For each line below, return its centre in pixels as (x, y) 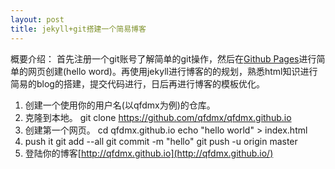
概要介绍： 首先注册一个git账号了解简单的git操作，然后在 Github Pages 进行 (163, 58)
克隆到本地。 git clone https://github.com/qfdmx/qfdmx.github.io (158, 117)
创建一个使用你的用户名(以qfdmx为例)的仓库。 (120, 105)
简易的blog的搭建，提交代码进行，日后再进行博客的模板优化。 (137, 83)
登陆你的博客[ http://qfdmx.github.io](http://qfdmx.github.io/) (149, 153)
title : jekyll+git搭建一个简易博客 (78, 29)
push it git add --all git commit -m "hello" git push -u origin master (161, 141)
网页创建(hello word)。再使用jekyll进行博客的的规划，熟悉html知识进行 (172, 71)
